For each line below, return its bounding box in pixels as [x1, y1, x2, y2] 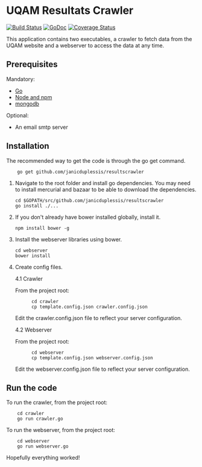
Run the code [6, 382, 57, 393]
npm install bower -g [14, 225, 69, 231]
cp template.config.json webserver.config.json [31, 354, 153, 361]
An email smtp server [14, 123, 68, 131]
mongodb [14, 100, 39, 107]
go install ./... [14, 203, 59, 209]
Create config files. [14, 263, 63, 270]
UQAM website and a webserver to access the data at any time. [6, 42, 165, 49]
